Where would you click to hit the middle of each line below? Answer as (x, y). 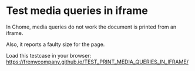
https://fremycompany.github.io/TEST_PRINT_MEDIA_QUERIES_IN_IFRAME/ (97, 62)
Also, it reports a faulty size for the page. (56, 44)
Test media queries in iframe (77, 11)
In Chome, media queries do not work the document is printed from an (91, 27)
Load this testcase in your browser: (49, 55)
